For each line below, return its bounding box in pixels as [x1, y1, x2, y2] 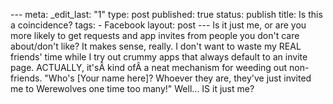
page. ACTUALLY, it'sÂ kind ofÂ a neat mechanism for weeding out [10, 62, 288, 73]
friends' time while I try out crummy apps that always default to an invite [10, 51, 308, 63]
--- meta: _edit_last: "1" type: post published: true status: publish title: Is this [10, 9, 323, 20]
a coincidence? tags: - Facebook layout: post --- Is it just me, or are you [10, 19, 307, 31]
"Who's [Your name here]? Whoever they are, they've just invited [44, 72, 312, 84]
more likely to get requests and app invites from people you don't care [10, 30, 300, 41]
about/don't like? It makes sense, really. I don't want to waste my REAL [10, 40, 302, 52]
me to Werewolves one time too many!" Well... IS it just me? [10, 83, 255, 94]
